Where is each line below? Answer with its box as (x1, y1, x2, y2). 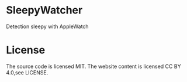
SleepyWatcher (6, 4, 83, 17)
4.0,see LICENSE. (6, 69, 49, 76)
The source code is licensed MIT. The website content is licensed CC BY (6, 63, 181, 70)
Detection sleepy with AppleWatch (6, 23, 89, 30)
